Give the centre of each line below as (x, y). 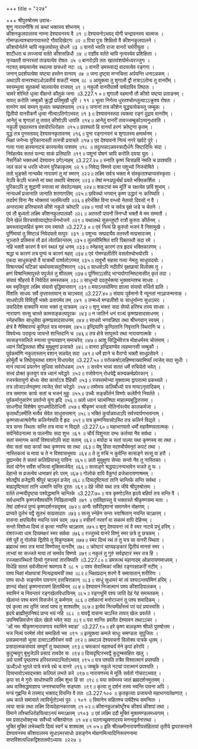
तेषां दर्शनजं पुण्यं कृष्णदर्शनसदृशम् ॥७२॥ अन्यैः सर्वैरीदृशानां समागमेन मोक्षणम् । (78, 507)
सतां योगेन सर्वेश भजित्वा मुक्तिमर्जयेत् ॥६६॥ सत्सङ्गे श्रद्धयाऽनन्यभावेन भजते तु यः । (84, 467)
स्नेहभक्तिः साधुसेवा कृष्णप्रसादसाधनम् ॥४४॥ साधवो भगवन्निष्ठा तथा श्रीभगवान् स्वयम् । (85, 320)
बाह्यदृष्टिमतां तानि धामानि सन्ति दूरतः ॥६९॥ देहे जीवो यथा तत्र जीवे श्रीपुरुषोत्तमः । (81, 487)
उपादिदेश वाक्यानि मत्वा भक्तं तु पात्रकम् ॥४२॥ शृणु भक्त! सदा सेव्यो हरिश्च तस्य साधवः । (88, 307)
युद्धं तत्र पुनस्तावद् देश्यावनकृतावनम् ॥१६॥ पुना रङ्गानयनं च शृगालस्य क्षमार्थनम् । (82, 134)
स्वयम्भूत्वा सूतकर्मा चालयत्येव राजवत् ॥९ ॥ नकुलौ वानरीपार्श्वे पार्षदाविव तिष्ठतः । (80, 87)
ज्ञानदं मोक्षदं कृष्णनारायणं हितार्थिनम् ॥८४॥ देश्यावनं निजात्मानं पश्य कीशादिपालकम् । (84, 586)
